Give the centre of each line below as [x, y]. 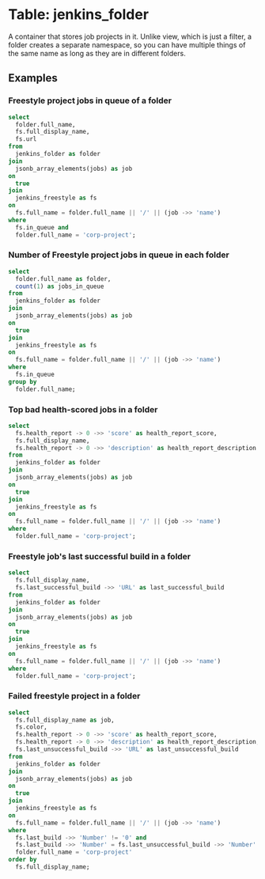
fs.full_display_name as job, [65, 720]
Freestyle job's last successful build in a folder [100, 556]
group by [23, 381]
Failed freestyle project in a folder [74, 696]
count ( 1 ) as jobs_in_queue [60, 286]
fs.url [26, 139]
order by [23, 860]
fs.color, [31, 727]
